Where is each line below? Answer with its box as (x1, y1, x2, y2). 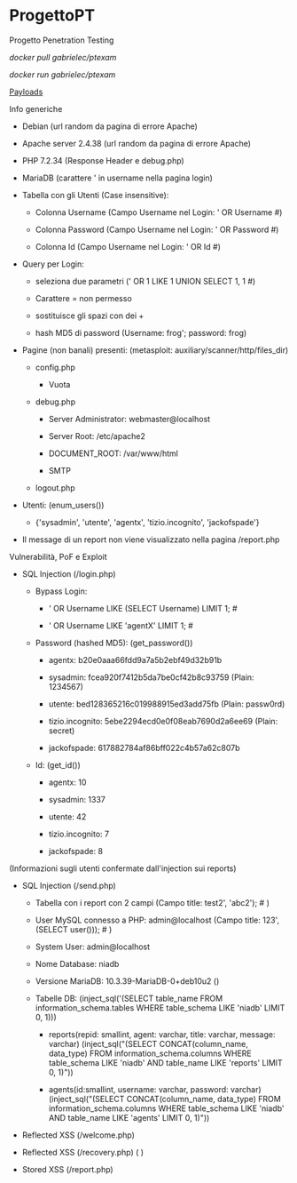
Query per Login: (21, 259, 84, 269)
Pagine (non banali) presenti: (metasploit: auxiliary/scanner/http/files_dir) (21, 344, 289, 356)
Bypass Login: (35, 586, 88, 596)
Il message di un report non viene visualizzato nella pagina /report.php (21, 534, 280, 545)
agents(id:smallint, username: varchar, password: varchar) (48, 1083, 262, 1094)
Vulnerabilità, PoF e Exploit (9, 551, 108, 562)
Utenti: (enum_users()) (21, 500, 105, 510)
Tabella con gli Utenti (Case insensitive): (21, 189, 169, 200)
